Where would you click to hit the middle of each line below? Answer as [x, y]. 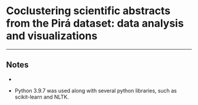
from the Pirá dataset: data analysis [95, 23]
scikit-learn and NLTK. [42, 97]
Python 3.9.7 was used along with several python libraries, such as [95, 90]
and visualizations [52, 36]
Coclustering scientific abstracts [88, 11]
